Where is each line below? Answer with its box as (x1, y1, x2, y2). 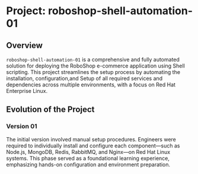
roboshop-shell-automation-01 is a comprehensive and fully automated (6, 56, 180, 63)
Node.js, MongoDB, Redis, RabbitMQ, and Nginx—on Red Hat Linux (6, 148, 171, 155)
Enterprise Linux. (6, 88, 48, 94)
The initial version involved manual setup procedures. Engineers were (6, 136, 176, 143)
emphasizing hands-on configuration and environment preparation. (6, 161, 171, 168)
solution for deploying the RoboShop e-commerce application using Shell (6, 62, 185, 69)
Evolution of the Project (6, 105, 95, 115)
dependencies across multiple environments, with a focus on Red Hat (6, 81, 176, 88)
